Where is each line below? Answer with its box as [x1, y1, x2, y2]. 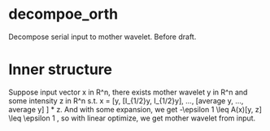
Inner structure [8, 60, 112, 79]
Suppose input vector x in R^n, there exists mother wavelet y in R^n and [8, 87, 248, 97]
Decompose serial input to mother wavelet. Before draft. [8, 32, 197, 41]
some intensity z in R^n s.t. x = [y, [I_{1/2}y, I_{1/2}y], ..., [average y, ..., [8, 95, 244, 106]
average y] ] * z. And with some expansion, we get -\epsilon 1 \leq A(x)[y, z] [8, 104, 263, 114]
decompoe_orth [8, 5, 119, 24]
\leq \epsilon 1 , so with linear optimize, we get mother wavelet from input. [8, 113, 256, 123]
